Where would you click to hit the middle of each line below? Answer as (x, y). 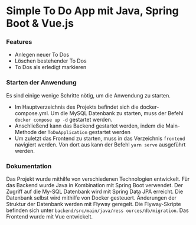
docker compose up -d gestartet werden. (63, 119)
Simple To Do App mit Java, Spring (92, 11)
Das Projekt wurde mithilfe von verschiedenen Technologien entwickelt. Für (98, 179)
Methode (26, 132)
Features (19, 42)
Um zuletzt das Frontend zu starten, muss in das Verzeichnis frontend (100, 138)
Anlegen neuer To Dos (42, 55)
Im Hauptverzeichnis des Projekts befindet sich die (76, 107)
